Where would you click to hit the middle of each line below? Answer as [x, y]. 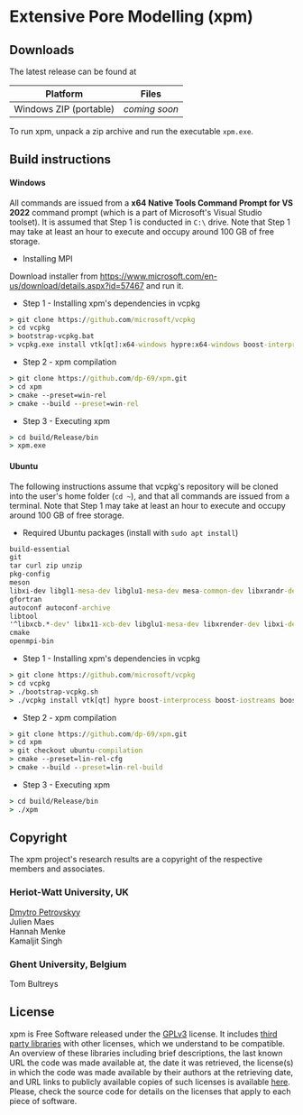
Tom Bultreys [34, 984]
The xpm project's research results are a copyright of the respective [136, 860]
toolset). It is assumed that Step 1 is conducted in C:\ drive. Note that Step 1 [150, 222]
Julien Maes [32, 921]
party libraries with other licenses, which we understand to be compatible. [147, 1043]
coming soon [151, 109]
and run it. [165, 285]
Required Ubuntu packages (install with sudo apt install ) [130, 532]
